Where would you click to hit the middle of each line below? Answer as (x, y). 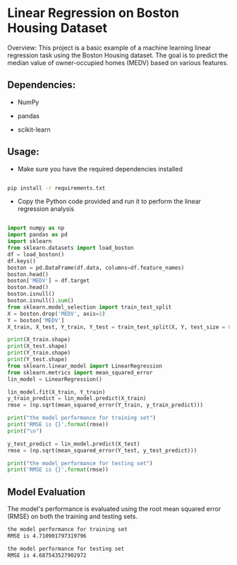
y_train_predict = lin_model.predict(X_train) (77, 399)
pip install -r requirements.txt (56, 188)
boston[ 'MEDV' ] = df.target (49, 281)
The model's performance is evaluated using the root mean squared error (114, 509)
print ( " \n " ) (25, 431)
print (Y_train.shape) (39, 353)
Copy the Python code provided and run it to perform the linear (109, 201)
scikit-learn (34, 130)
